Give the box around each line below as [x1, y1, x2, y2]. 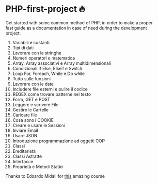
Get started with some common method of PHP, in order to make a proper [5, 19, 153, 25]
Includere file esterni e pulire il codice [12, 86, 88, 92]
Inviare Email [12, 128, 38, 133]
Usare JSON [12, 132, 38, 138]
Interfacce [12, 158, 33, 164]
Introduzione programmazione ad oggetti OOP [12, 138, 105, 144]
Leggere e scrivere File [12, 101, 59, 108]
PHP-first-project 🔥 [5, 3, 85, 15]
